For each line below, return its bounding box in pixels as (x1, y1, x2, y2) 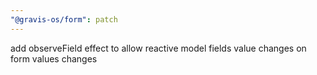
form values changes (10, 52, 98, 65)
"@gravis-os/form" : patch (10, 14, 118, 25)
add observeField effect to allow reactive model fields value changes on (10, 42, 307, 54)
